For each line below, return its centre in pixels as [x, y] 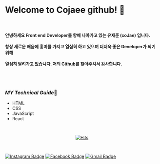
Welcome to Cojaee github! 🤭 [65, 10]
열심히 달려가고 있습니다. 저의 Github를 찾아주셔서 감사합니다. [64, 64]
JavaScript [23, 113]
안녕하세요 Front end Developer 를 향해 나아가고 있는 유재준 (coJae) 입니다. [78, 35]
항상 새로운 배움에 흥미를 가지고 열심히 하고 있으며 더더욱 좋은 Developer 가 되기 [80, 46]
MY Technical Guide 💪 [31, 93]
